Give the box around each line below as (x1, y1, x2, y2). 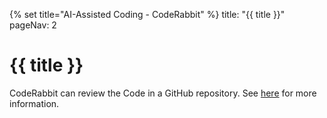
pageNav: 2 (9, 19, 57, 31)
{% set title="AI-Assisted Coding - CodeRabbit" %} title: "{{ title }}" (9, 9, 286, 20)
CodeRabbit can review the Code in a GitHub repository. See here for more (9, 87, 317, 99)
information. (9, 97, 60, 109)
